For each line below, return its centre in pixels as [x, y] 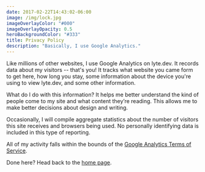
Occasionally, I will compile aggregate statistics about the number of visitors [102, 119]
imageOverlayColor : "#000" [41, 23]
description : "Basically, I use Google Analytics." [73, 46]
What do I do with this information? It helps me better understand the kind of [102, 95]
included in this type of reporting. [48, 132]
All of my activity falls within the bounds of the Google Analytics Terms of [99, 144]
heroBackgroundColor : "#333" [43, 35]
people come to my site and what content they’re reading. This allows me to [102, 101]
